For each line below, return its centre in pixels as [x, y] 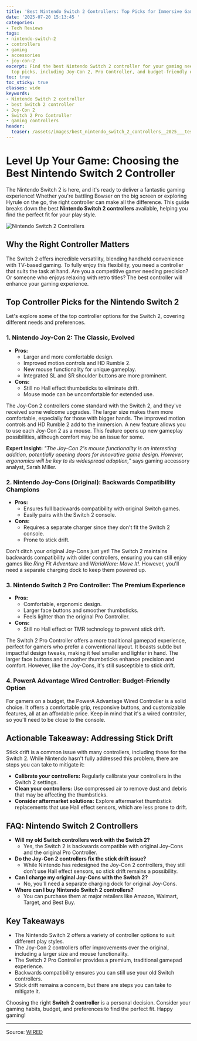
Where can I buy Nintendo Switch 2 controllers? [74, 890]
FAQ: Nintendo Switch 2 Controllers [72, 826]
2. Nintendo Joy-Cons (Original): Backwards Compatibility [91, 482]
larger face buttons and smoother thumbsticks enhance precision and [90, 660]
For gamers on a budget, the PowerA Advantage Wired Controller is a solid [96, 701]
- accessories [23, 55]
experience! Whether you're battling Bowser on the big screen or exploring [96, 196]
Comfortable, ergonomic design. [62, 604]
